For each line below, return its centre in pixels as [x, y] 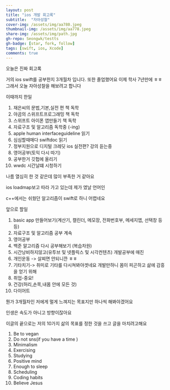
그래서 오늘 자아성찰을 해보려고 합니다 [44, 86]
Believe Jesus [28, 383]
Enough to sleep [30, 366]
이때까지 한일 [19, 97]
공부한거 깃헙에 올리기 [35, 159]
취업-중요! [23, 277]
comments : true [22, 53]
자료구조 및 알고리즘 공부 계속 [42, 233]
